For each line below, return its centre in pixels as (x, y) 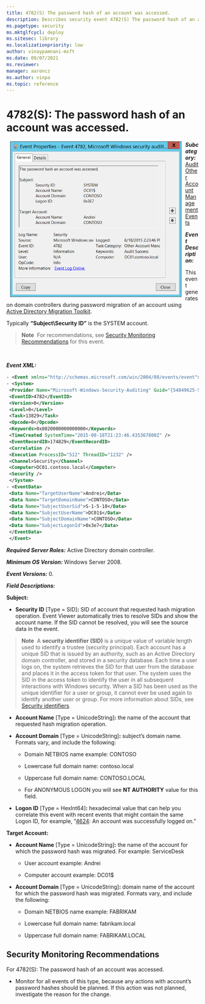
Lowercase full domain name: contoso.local (79, 766)
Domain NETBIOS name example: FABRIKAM (80, 912)
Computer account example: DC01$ (69, 875)
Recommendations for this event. (63, 342)
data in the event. (37, 629)
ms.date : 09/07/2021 (33, 58)
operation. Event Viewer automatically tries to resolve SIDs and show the (106, 616)
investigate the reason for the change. (63, 994)
